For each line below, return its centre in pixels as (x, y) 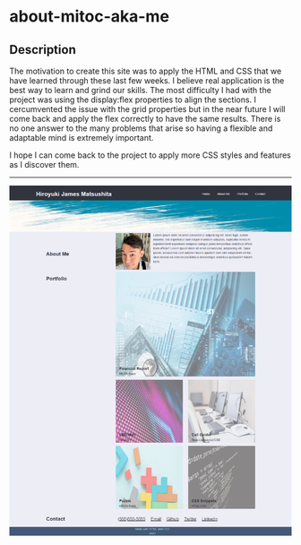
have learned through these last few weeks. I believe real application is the (147, 81)
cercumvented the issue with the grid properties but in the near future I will (147, 109)
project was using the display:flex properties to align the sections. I (133, 99)
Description (43, 50)
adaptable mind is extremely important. (82, 138)
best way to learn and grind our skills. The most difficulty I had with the (140, 90)
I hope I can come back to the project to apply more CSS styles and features (150, 155)
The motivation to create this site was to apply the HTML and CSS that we (146, 71)
